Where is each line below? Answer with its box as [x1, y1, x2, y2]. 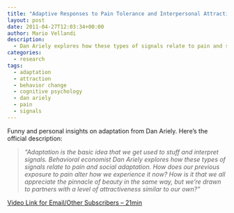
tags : [7, 62, 23, 69]
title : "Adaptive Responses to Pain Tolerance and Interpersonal [7, 10, 201, 17]
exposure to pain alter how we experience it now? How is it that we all [24, 170, 226, 178]
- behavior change [13, 82, 68, 89]
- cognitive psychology [13, 88, 82, 95]
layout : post [7, 17, 45, 24]
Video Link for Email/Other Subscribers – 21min [7, 198, 143, 207]
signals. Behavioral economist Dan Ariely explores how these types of [24, 155, 226, 163]
